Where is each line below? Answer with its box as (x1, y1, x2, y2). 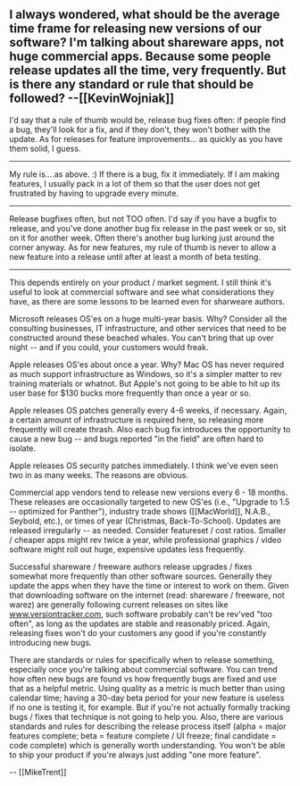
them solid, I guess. (9, 143, 81, 154)
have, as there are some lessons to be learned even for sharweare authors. (9, 296, 286, 306)
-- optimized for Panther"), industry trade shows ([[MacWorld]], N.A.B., (9, 506, 271, 516)
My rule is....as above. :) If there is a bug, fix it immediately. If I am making (9, 169, 279, 180)
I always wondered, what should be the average (9, 7, 280, 22)
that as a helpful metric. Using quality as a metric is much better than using (9, 682, 286, 693)
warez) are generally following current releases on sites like (9, 598, 229, 610)
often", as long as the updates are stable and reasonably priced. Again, (9, 618, 271, 629)
